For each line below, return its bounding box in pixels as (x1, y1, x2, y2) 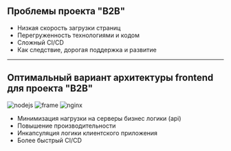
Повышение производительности (16, 121, 116, 130)
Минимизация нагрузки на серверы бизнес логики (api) (16, 114, 181, 122)
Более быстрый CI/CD (16, 136, 82, 144)
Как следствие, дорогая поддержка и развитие (16, 45, 157, 54)
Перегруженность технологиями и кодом (16, 31, 140, 39)
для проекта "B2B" (7, 82, 93, 95)
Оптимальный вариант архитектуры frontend (7, 72, 214, 84)
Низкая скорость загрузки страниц (16, 23, 121, 32)
